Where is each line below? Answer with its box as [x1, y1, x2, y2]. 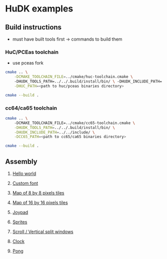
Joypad [12, 209, 28, 215]
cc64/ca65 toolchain [5, 104, 57, 111]
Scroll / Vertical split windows [12, 228, 73, 235]
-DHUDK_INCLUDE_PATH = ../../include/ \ [14, 129, 95, 135]
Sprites [12, 219, 27, 225]
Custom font [12, 180, 38, 186]
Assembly [5, 157, 37, 165]
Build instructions [5, 23, 61, 31]
